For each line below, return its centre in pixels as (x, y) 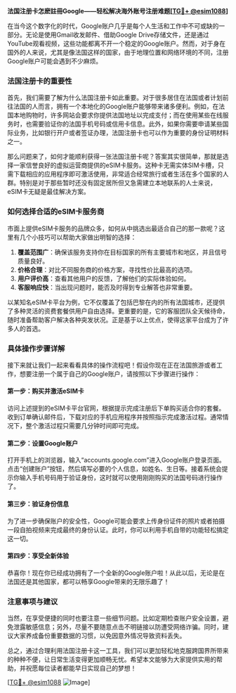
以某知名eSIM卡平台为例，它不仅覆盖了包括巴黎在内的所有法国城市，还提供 (116, 302)
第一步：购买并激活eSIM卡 (46, 391)
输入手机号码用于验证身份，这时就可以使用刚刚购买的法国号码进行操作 (121, 478)
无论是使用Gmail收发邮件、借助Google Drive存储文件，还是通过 (117, 35)
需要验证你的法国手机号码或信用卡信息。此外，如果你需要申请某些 (127, 124)
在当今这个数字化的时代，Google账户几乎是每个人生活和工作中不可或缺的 (113, 26)
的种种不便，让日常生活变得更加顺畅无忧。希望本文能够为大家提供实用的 (112, 659)
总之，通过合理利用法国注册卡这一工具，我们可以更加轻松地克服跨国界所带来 (118, 650)
